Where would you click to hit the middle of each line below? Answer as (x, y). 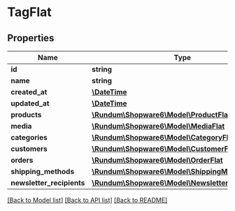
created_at (29, 92)
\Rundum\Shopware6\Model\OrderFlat (157, 160)
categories (29, 137)
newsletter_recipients (48, 183)
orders (22, 160)
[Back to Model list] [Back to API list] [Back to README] (87, 200)
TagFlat (30, 12)
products (26, 115)
